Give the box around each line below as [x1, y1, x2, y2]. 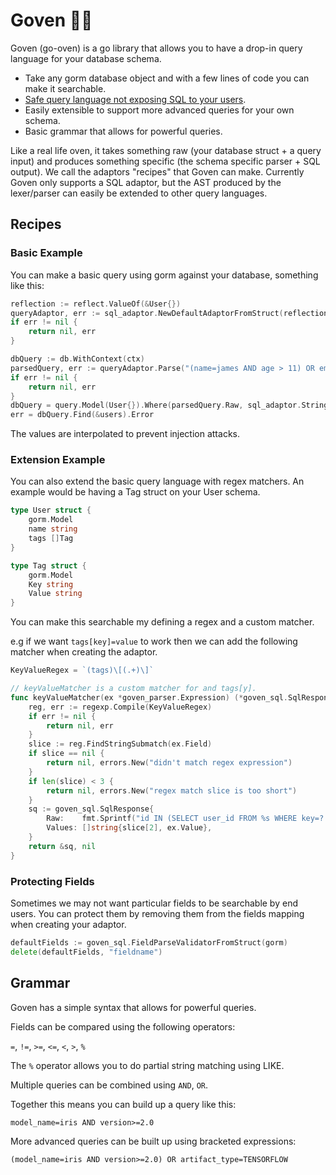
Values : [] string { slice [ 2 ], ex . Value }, [46, 823, 213, 833]
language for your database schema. [10, 52, 162, 64]
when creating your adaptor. [10, 918, 127, 930]
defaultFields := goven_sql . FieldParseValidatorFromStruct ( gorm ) [10, 937, 288, 948]
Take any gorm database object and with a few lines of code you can [24, 72, 310, 84]
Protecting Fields [10, 874, 95, 888]
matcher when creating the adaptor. [10, 646, 158, 658]
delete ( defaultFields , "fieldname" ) [10, 947, 163, 957]
